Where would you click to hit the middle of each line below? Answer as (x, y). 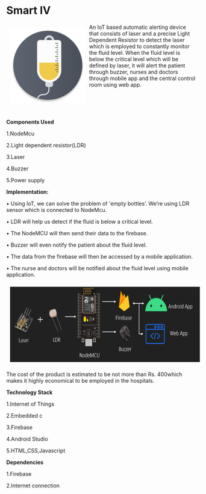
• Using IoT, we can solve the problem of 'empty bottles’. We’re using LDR (98, 203)
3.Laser (16, 156)
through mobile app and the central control (142, 78)
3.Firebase (20, 427)
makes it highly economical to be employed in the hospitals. (80, 380)
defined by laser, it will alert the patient (137, 65)
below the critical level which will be (134, 59)
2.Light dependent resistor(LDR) (46, 145)
